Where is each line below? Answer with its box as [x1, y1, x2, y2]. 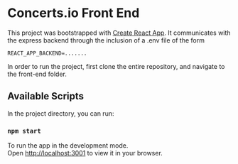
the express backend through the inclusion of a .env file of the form [7, 35, 205, 44]
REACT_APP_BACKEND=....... [7, 50, 87, 57]
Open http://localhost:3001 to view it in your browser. [7, 149, 163, 158]
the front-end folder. [7, 70, 67, 78]
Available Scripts [7, 90, 84, 102]
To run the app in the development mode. [7, 141, 129, 150]
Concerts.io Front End [7, 5, 140, 21]
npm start [7, 126, 41, 135]
